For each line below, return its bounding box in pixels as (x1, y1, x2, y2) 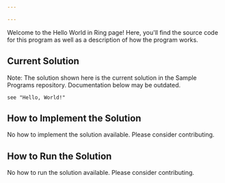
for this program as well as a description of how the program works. (7, 36, 198, 44)
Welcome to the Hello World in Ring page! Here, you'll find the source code (7, 28, 219, 36)
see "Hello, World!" (7, 94, 66, 101)
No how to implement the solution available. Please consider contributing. (7, 130, 215, 139)
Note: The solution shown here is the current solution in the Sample (7, 73, 197, 82)
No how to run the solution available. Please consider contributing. (7, 169, 195, 177)
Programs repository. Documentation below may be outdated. (7, 81, 181, 89)
